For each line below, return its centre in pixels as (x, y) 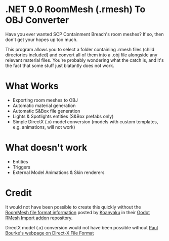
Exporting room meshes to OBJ (45, 100)
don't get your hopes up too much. (41, 40)
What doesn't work (46, 148)
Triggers (21, 167)
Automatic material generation (44, 106)
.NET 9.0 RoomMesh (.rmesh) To (75, 9)
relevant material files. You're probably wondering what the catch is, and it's (85, 60)
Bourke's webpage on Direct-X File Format (50, 233)
